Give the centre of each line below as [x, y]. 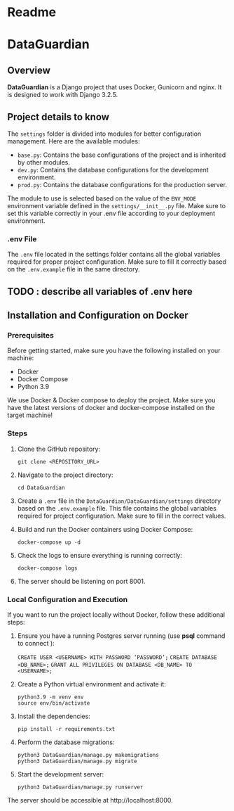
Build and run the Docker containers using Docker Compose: [105, 529]
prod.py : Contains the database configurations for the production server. [122, 185]
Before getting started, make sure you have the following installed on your [114, 351]
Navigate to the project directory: [65, 475]
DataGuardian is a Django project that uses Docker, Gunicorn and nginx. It [115, 87]
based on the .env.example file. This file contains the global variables [117, 508]
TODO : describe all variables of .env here [100, 292]
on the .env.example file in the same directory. [74, 269]
